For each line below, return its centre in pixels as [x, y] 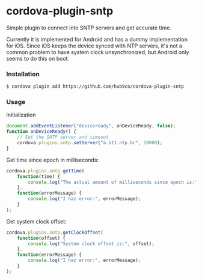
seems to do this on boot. [38, 58]
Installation [23, 74]
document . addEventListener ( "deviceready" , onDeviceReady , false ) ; [91, 126]
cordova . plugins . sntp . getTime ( [45, 171]
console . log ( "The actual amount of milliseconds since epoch [106, 182]
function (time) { [39, 176]
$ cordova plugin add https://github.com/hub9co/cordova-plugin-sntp [95, 87]
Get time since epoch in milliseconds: [53, 160]
